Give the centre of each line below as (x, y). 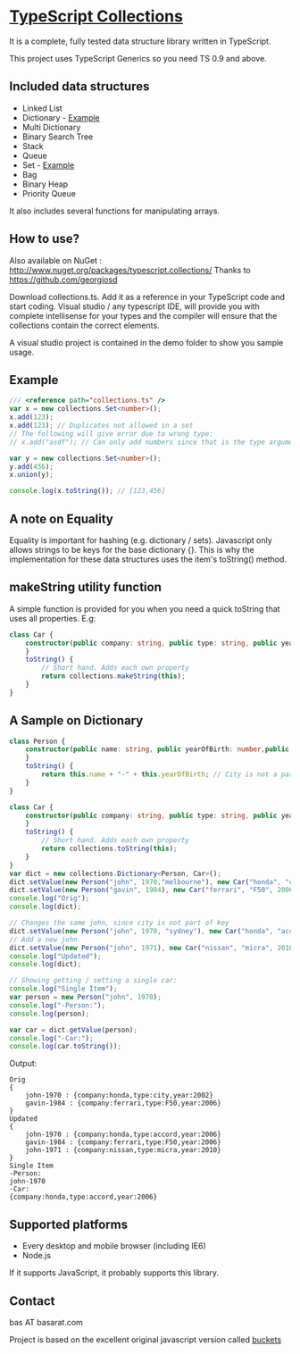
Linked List (42, 108)
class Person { (37, 741)
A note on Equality (61, 518)
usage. (22, 352)
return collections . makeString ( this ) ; (113, 676)
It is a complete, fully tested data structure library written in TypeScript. (140, 41)
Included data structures (79, 87)
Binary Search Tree (58, 137)
